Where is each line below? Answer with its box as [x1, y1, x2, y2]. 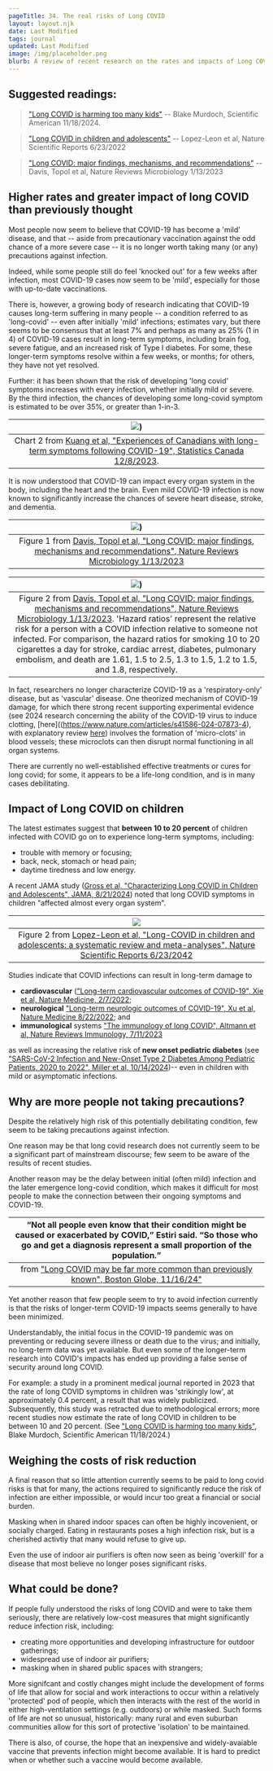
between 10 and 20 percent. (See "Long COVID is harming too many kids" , [8, 1422, 258, 1431]
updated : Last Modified [8, 42, 89, 50]
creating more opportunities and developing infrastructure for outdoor [19, 1637, 254, 1646]
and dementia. [8, 502, 57, 511]
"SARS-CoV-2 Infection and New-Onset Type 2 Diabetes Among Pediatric [8, 1054, 256, 1063]
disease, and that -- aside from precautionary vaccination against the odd [8, 233, 256, 243]
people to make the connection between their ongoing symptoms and [8, 1191, 242, 1201]
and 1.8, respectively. [94, 664, 179, 675]
